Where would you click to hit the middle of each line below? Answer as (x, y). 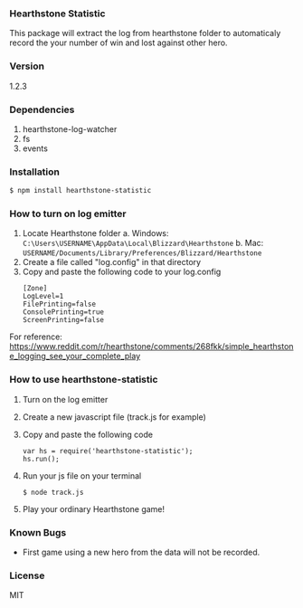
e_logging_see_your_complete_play (75, 356)
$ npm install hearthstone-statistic (80, 191)
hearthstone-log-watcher (70, 128)
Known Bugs (38, 532)
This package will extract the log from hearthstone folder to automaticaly (145, 33)
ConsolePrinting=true (63, 312)
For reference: (36, 337)
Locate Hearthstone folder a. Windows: (95, 233)
